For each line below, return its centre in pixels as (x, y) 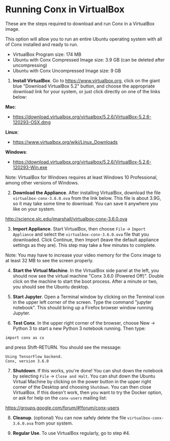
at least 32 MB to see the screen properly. (50, 260)
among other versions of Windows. (42, 182)
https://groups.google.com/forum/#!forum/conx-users (62, 408)
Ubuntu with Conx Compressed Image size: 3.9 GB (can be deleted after (89, 59)
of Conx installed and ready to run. (42, 44)
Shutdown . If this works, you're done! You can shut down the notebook (88, 370)
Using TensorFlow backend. (34, 356)
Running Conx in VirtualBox (65, 9)
